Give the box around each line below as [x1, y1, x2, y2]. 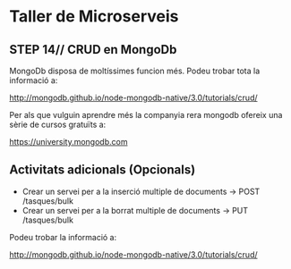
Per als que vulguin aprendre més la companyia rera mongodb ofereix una [9, 110, 283, 120]
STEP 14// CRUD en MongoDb [9, 42, 177, 57]
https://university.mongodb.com [9, 137, 128, 147]
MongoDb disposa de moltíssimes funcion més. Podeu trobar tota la [9, 65, 261, 76]
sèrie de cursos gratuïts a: [9, 119, 107, 130]
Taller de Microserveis [9, 6, 179, 27]
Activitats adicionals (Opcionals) [9, 163, 196, 178]
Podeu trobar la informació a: [9, 231, 117, 242]
